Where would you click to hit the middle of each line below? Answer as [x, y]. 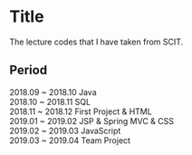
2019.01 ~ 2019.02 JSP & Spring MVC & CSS [92, 121]
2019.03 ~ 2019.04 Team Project [70, 140]
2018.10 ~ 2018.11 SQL [50, 102]
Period [29, 70]
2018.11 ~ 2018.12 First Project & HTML [81, 111]
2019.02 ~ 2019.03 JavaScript [65, 131]
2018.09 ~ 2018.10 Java [53, 92]
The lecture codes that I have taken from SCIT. [96, 42]
